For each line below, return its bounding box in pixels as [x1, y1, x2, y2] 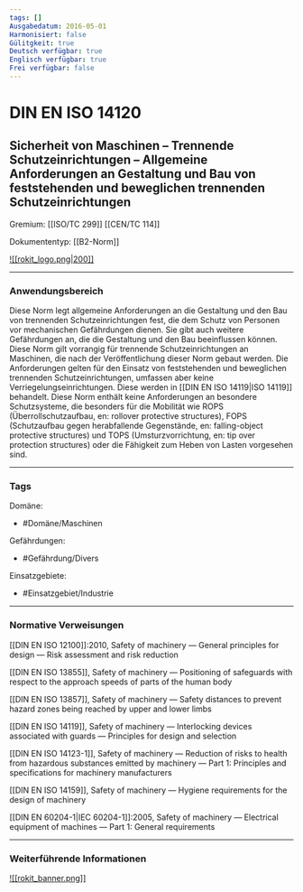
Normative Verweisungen [9, 619, 124, 632]
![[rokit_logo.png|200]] [9, 254, 95, 265]
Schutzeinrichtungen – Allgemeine [9, 153, 208, 168]
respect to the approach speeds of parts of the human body [9, 676, 233, 687]
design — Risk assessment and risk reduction [9, 649, 179, 660]
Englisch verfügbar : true [9, 55, 106, 64]
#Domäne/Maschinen [22, 518, 104, 529]
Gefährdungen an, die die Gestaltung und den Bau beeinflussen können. [9, 334, 278, 345]
